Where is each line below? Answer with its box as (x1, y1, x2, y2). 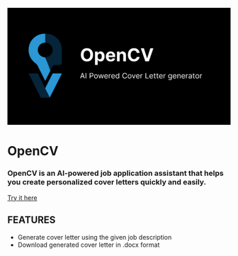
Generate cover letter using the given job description (17, 233, 172, 241)
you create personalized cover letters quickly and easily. (7, 177, 207, 187)
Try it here (7, 193, 38, 202)
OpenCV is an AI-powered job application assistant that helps (7, 168, 225, 178)
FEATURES (7, 214, 56, 226)
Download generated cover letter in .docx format (17, 240, 160, 249)
